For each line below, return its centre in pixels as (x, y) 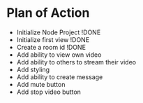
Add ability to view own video (59, 55)
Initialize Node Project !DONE (59, 32)
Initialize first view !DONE (53, 39)
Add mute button (41, 84)
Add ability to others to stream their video (76, 62)
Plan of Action (48, 13)
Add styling (33, 69)
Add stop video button (49, 92)
